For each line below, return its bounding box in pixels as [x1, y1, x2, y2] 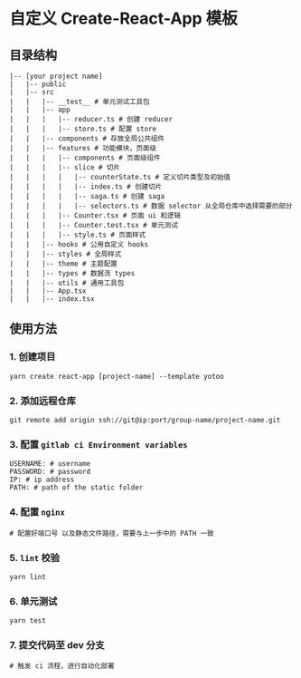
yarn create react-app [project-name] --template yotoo [9, 372, 224, 381]
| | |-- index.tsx [9, 295, 95, 304]
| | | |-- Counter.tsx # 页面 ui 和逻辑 [9, 211, 181, 220]
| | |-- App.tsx [9, 286, 88, 295]
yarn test [9, 616, 47, 625]
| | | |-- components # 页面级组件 [9, 153, 161, 162]
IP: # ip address [9, 475, 75, 485]
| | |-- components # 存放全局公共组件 [9, 134, 165, 143]
